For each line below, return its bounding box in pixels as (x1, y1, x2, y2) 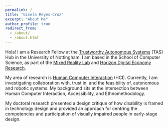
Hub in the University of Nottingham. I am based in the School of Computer (5, 54, 160, 60)
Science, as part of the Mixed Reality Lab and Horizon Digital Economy (5, 59, 151, 65)
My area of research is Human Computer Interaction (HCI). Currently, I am (5, 74, 158, 80)
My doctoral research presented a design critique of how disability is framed (5, 100, 163, 106)
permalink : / (5, 7, 33, 12)
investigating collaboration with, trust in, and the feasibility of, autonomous (5, 79, 159, 85)
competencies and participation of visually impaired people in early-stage (5, 110, 157, 116)
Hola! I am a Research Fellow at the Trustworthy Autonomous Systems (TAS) (5, 48, 163, 55)
